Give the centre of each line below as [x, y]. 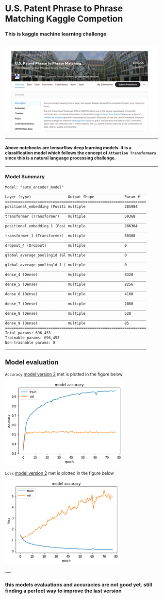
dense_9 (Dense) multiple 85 [67, 323]
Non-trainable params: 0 [30, 342]
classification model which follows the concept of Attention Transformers [81, 153]
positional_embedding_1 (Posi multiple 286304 [71, 226]
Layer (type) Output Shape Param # [72, 197]
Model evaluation [32, 362]
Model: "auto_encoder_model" [34, 187]
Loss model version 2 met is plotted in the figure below [59, 473]
